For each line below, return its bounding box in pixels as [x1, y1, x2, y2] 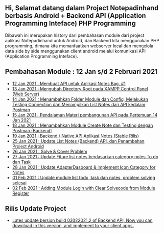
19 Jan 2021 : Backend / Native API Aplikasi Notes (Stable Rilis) [12, 133, 139, 139]
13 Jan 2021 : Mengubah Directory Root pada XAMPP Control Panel [12, 86, 148, 91]
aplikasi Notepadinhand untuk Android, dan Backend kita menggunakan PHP [5, 37, 160, 43]
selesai [12, 179, 27, 186]
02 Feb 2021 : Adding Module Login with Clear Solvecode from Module [12, 185, 156, 191]
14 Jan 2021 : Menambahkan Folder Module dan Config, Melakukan [12, 96, 148, 102]
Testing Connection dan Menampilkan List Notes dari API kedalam [12, 101, 145, 107]
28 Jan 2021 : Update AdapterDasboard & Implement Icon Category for [12, 164, 156, 170]
